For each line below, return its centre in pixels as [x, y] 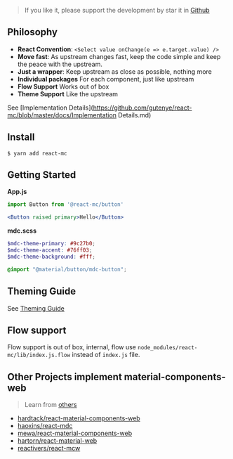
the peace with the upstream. [60, 64]
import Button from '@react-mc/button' [66, 205]
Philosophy [33, 32]
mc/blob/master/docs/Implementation [62, 115]
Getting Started [42, 175]
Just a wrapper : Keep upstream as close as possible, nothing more [114, 71]
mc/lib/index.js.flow [39, 355]
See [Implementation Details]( [50, 108]
